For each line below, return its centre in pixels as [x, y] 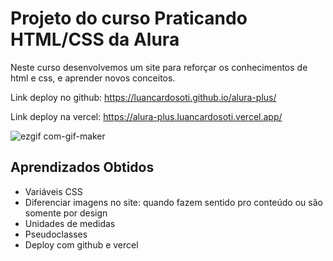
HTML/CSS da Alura [95, 39]
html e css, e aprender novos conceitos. [93, 78]
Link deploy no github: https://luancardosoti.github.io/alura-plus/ [143, 97]
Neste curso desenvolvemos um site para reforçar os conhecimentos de [159, 67]
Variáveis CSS [53, 191]
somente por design [66, 213]
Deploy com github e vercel [81, 244]
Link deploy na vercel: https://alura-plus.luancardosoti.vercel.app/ [146, 116]
